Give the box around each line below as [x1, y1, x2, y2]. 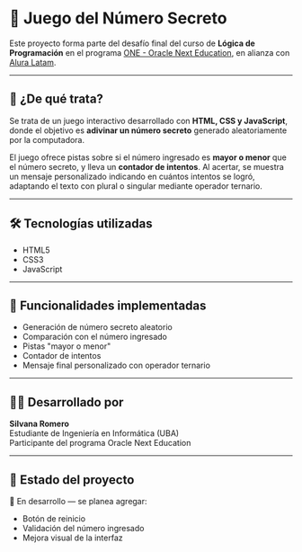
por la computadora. [9, 134, 85, 145]
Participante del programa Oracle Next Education [9, 438, 191, 449]
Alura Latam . [9, 57, 57, 67]
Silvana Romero [9, 418, 70, 430]
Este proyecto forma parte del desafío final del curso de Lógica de [9, 38, 256, 49]
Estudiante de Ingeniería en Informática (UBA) [9, 428, 180, 439]
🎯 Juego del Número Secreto [9, 8, 227, 29]
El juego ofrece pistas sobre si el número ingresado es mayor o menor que [9, 152, 288, 163]
